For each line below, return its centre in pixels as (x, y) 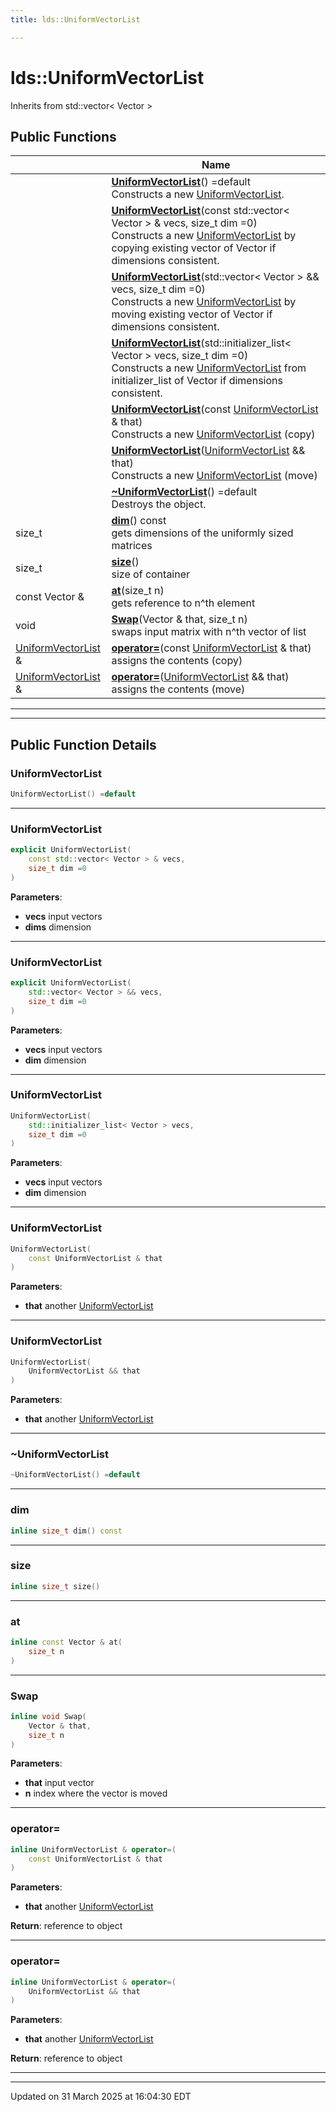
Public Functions (63, 136)
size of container (151, 574)
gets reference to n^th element (183, 603)
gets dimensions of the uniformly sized (202, 533)
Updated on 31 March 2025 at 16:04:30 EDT (101, 2097)
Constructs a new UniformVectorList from (209, 368)
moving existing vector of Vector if (192, 314)
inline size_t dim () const (66, 1531)
